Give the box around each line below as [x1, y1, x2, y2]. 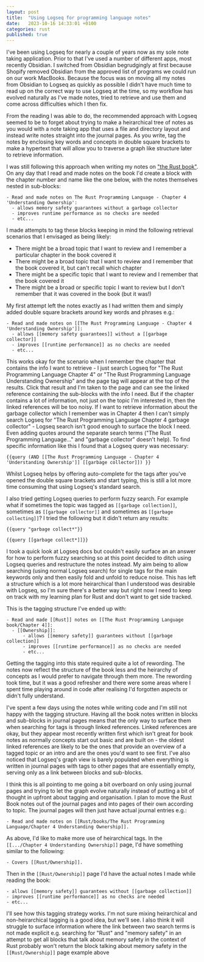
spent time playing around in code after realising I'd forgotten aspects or [6, 686, 188, 693]
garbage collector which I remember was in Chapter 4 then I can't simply [6, 410, 190, 417]
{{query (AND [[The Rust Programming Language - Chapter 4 [6, 454, 160, 460]
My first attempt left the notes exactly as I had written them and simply [6, 302, 184, 309]
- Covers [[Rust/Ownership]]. [6, 859, 83, 865]
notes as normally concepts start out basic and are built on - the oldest [6, 736, 185, 744]
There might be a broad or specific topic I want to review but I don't [15, 284, 185, 291]
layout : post [6, 9, 40, 15]
